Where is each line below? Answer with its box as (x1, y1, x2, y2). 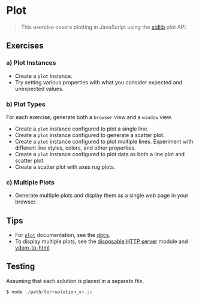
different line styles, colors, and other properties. (14, 144, 136, 151)
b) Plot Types (6, 100, 46, 108)
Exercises (6, 41, 44, 51)
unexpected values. (14, 85, 64, 92)
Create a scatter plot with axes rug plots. (14, 163, 116, 171)
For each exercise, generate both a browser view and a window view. (6, 113, 173, 120)
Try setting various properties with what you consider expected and (14, 78, 183, 86)
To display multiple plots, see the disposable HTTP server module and (14, 238, 188, 245)
